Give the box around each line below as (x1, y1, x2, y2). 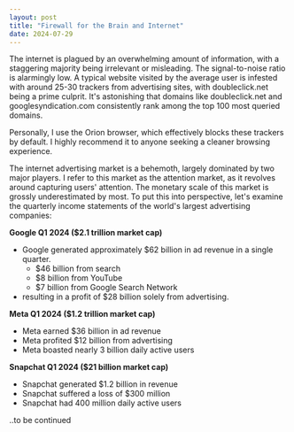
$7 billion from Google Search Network (35, 282, 178, 293)
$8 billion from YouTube (35, 273, 123, 283)
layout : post (9, 12, 58, 22)
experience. (9, 146, 53, 157)
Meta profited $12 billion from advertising (21, 336, 173, 346)
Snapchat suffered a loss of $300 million (21, 389, 171, 399)
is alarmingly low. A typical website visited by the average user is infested (9, 73, 278, 83)
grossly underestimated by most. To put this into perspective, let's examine (9, 191, 283, 202)
